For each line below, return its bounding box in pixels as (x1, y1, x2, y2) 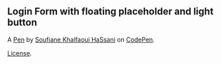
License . (7, 49, 32, 57)
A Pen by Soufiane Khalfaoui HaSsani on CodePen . (7, 35, 155, 44)
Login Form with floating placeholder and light (7, 6, 214, 18)
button (7, 17, 37, 29)
